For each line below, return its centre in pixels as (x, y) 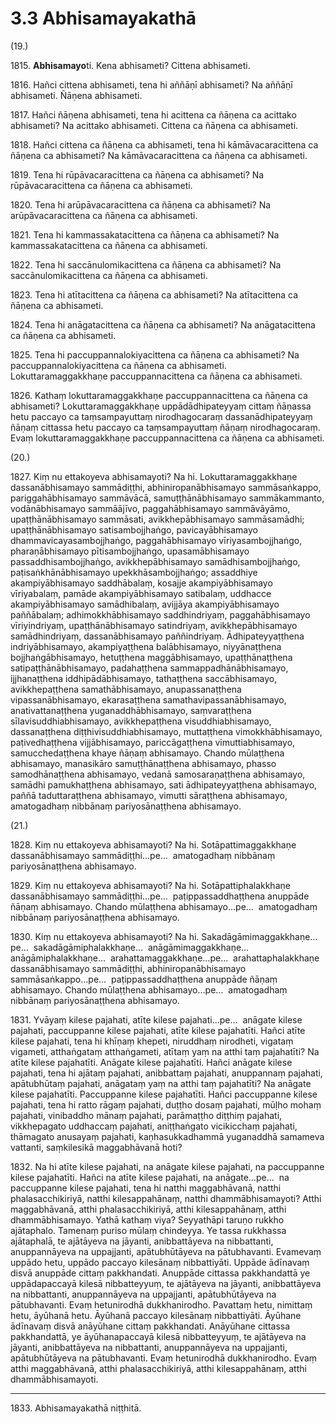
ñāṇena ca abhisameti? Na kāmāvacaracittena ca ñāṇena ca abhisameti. (159, 155)
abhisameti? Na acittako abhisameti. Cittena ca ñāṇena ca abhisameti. (154, 125)
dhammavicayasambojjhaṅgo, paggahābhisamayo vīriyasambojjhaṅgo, (156, 540)
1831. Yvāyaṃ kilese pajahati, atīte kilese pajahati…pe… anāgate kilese (156, 1019)
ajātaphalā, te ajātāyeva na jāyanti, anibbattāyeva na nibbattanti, (142, 1241)
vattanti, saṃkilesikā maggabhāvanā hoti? (96, 1147)
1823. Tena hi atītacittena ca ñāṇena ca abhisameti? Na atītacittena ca (154, 294)
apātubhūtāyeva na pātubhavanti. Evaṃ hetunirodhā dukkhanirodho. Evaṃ (164, 1358)
